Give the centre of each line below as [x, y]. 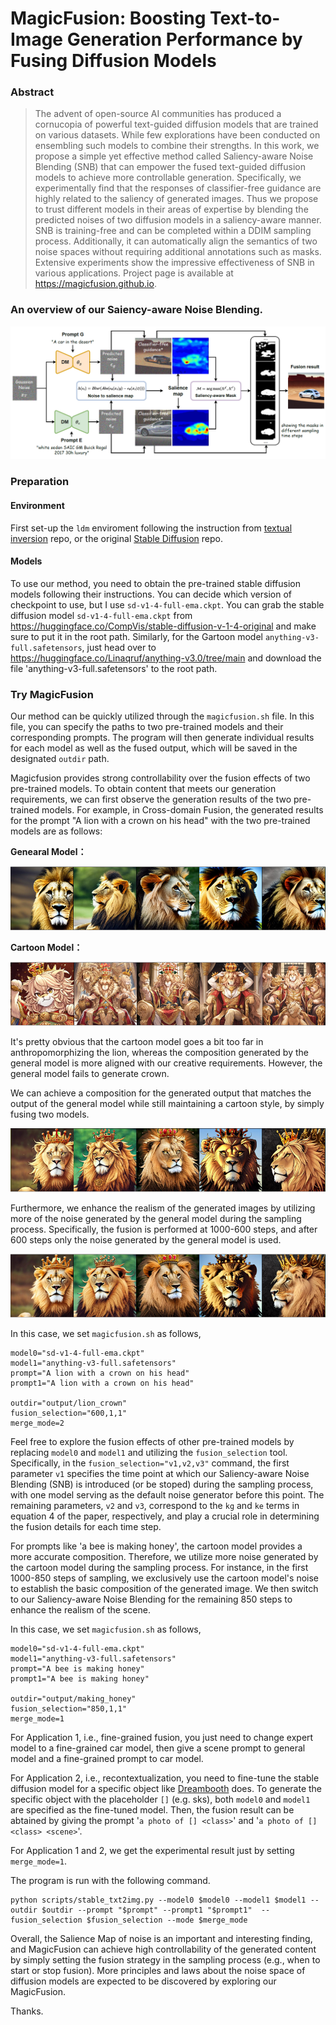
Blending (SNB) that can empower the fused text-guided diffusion [170, 167]
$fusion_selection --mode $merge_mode [167, 1920]
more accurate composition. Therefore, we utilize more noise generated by [164, 1557]
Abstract [32, 92]
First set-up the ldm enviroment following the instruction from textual [151, 528]
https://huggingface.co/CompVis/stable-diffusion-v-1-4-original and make [163, 626]
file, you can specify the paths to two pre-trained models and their [147, 727]
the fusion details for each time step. [86, 1527]
